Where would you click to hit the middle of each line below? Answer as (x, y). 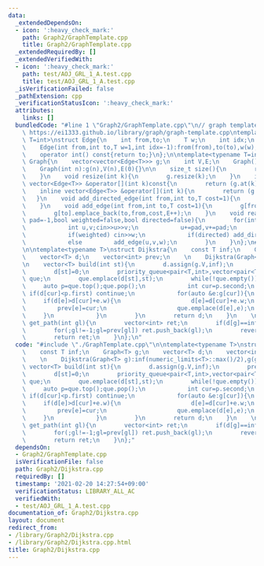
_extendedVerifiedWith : (54, 60)
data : (17, 15)
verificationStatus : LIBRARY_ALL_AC (75, 491)
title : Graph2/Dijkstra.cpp (54, 549)
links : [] (38, 118)
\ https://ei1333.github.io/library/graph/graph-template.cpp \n (130, 132)
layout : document (37, 520)
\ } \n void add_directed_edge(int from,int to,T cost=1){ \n (132, 198)
